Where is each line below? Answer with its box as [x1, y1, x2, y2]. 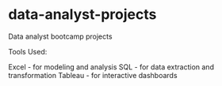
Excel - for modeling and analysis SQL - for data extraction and [8, 62, 214, 72]
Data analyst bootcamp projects [8, 32, 113, 41]
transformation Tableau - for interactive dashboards [8, 70, 178, 80]
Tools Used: [8, 47, 48, 56]
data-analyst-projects [8, 6, 157, 24]
